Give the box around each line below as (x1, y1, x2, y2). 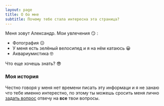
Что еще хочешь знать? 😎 (5, 60, 61, 66)
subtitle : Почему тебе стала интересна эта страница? (5, 16, 120, 21)
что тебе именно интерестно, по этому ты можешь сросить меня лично (5, 89, 159, 95)
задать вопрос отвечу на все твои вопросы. (5, 95, 100, 101)
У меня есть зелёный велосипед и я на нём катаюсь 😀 (12, 45, 131, 51)
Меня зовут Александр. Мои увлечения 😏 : (5, 30, 98, 36)
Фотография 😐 (12, 40, 45, 46)
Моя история (5, 73, 39, 80)
